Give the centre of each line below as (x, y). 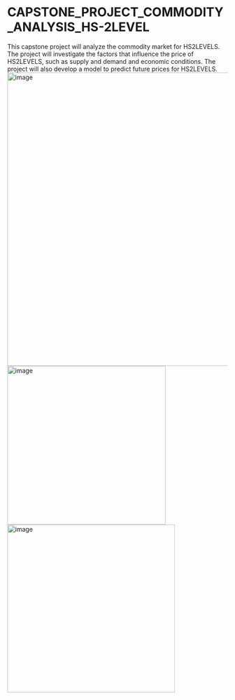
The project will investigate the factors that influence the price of (101, 54)
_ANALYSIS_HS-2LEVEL (79, 27)
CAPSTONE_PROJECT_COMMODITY (115, 12)
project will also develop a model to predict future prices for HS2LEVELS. (113, 69)
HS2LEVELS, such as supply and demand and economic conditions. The (112, 61)
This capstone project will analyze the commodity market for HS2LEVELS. (114, 46)
